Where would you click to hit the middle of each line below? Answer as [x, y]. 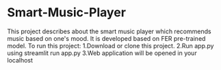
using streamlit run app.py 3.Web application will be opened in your [102, 53]
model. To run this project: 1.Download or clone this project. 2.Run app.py [110, 46]
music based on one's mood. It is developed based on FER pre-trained [106, 38]
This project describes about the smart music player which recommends [109, 31]
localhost [20, 60]
